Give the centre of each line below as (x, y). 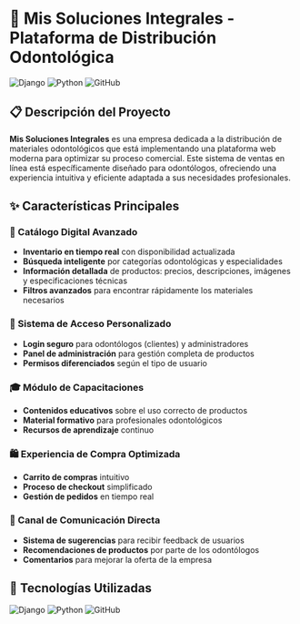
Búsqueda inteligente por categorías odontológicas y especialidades (153, 261)
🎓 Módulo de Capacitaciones (76, 387)
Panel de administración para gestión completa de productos (138, 353)
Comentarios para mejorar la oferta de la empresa (117, 559)
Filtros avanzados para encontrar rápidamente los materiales (138, 291)
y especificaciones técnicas (75, 281)
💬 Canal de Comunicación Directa (85, 520)
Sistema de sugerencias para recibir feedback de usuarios (134, 540)
